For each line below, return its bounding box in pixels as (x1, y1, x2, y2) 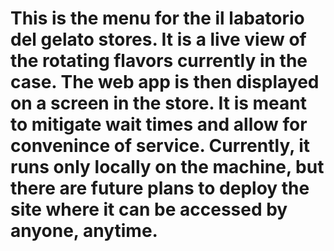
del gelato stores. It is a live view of (10, 28, 307, 51)
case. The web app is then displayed (10, 71, 320, 94)
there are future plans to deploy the (10, 177, 310, 200)
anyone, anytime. (10, 220, 158, 242)
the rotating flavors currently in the (10, 50, 308, 72)
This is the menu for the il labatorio (10, 7, 305, 30)
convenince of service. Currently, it (10, 135, 311, 157)
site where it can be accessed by (10, 198, 288, 221)
